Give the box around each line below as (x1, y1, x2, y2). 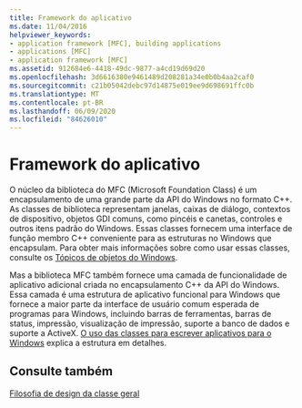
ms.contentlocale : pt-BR (9, 97, 104, 107)
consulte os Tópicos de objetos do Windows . (9, 252, 178, 263)
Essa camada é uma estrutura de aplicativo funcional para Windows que (9, 289, 280, 301)
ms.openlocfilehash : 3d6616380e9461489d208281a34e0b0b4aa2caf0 (9, 73, 255, 82)
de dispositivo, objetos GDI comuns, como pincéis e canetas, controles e (9, 213, 283, 224)
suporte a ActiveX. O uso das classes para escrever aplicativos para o (9, 328, 272, 339)
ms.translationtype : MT (9, 89, 100, 98)
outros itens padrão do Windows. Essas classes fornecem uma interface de (9, 223, 293, 234)
